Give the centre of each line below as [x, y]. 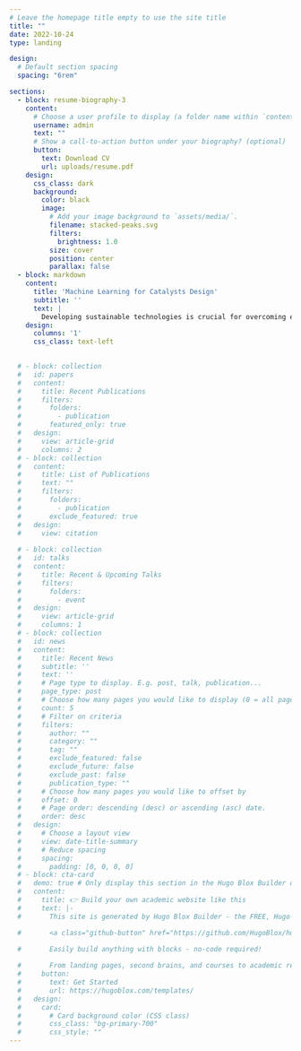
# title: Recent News [66, 658]
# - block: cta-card [56, 875]
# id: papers [46, 374]
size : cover [71, 250]
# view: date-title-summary [78, 841]
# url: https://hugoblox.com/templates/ [106, 990]
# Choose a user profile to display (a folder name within [145, 117]
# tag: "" [47, 750]
